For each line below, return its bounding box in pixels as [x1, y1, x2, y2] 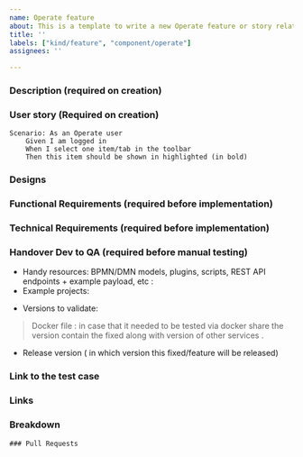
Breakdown [9, 418, 60, 431]
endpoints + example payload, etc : [22, 276, 154, 287]
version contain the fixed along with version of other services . [31, 330, 264, 341]
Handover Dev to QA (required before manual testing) [9, 246, 248, 259]
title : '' [9, 30, 47, 39]
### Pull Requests [9, 439, 78, 448]
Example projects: [22, 286, 90, 297]
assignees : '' [9, 47, 63, 56]
